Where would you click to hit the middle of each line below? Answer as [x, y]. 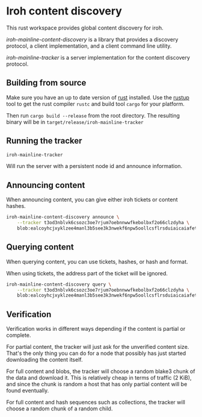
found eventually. [28, 390]
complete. [19, 335]
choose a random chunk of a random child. [60, 409]
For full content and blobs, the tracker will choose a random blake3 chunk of [101, 371]
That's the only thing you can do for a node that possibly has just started [96, 353]
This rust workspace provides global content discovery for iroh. [85, 28]
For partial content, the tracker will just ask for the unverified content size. [98, 347]
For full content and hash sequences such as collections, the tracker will [96, 403]
